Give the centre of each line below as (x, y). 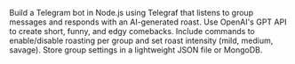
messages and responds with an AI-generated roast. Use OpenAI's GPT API (148, 22)
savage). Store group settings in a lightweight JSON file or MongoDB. (136, 50)
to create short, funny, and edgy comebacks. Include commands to (132, 31)
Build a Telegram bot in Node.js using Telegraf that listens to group (132, 13)
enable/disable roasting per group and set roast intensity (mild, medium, (141, 40)
